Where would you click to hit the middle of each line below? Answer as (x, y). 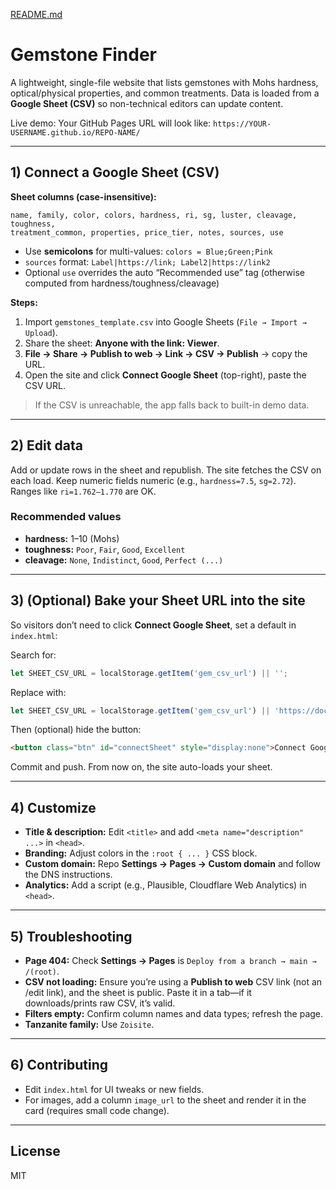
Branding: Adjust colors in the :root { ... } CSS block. (141, 853)
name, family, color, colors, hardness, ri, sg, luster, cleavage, (154, 215)
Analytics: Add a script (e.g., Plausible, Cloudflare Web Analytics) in (165, 885)
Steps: (24, 302)
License (35, 1151)
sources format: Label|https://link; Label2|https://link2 (147, 261)
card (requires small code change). (97, 1110)
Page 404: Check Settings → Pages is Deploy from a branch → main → (170, 960)
